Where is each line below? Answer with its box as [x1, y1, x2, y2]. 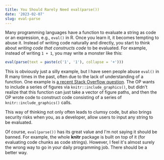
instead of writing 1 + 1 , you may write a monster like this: [5, 50, 123, 56]
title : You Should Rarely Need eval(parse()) [5, 7, 99, 12]
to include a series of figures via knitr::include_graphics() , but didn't [5, 84, 148, 90]
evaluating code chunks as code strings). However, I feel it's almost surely [5, 140, 155, 145]
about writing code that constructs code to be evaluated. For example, [5, 45, 147, 51]
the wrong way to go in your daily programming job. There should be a [5, 144, 147, 150]
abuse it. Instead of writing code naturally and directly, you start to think [5, 40, 150, 46]
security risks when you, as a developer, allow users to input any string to [5, 114, 153, 120]
